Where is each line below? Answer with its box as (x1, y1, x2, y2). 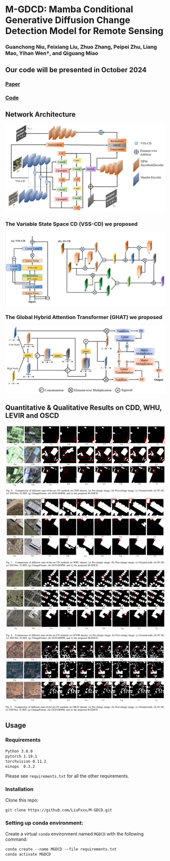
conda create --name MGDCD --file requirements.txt (5, 847, 117, 852)
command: (5, 836, 28, 843)
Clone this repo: (5, 797, 39, 803)
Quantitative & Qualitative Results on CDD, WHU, (5, 404, 162, 412)
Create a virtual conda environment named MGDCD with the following (5, 831, 144, 837)
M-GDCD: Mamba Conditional (5, 4, 133, 15)
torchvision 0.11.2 (5, 759, 47, 764)
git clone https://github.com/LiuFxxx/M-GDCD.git (5, 808, 113, 813)
